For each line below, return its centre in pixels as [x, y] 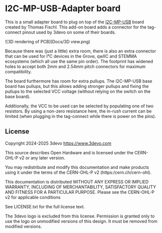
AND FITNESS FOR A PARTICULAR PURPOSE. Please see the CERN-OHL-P [80, 192]
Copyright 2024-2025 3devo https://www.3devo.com [58, 143]
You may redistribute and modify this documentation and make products [77, 167]
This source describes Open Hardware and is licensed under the [69, 152]
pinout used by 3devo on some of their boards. [69, 32]
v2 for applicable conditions [33, 197]
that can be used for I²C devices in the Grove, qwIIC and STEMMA [71, 56]
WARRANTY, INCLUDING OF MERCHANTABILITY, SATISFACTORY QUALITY [81, 187]
